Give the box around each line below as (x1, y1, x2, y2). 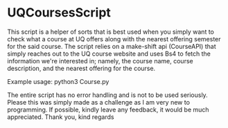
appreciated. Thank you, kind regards (7, 112, 114, 121)
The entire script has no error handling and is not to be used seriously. (7, 91, 208, 99)
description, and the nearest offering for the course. (7, 64, 156, 72)
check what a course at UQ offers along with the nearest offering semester (7, 34, 221, 43)
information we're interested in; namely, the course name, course (7, 56, 193, 65)
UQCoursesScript (7, 5, 111, 21)
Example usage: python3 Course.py (7, 77, 109, 85)
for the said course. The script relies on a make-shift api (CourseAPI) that (7, 42, 216, 50)
